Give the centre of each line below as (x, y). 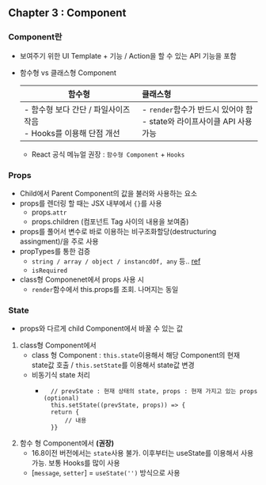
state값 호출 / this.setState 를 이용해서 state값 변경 (113, 365)
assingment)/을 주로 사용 (59, 241)
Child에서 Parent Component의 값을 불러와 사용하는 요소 (108, 193)
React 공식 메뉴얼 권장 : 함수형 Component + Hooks (108, 154)
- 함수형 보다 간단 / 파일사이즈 (77, 109)
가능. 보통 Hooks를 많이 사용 (76, 463)
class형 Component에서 (58, 345)
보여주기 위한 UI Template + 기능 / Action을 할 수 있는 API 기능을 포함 (128, 55)
